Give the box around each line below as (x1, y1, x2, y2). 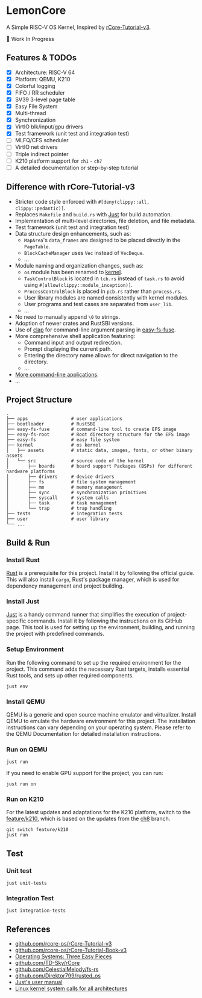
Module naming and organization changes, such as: (14, 262, 144, 269)
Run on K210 (6, 795, 44, 803)
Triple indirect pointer (14, 150, 69, 157)
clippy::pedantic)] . (14, 204, 66, 212)
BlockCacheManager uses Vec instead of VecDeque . (24, 249, 144, 256)
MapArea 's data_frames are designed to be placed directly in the (24, 236, 181, 243)
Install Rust (6, 556, 40, 564)
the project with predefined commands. (6, 630, 104, 638)
